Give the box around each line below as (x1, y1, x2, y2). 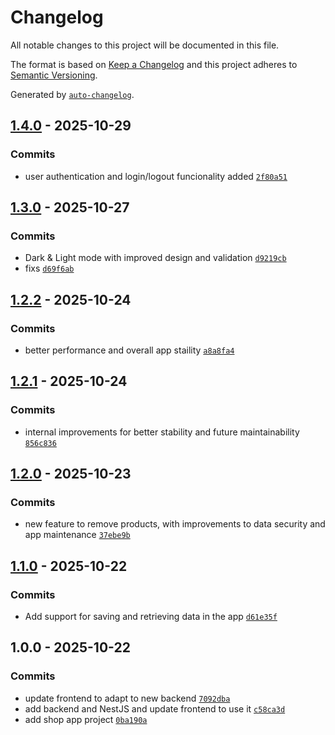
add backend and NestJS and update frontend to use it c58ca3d (24, 702, 286, 715)
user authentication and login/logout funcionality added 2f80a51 (24, 170, 288, 182)
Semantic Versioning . (10, 69, 98, 81)
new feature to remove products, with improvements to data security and (24, 518, 326, 530)
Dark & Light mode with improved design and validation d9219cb (24, 252, 287, 264)
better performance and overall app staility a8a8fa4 (24, 344, 235, 356)
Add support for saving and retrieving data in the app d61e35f (24, 611, 278, 623)
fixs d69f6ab (24, 262, 75, 275)
